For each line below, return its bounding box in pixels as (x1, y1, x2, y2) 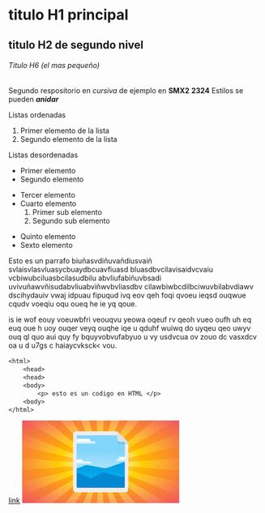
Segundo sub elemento (32, 216, 111, 225)
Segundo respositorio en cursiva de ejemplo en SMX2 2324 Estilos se (8, 85, 244, 95)
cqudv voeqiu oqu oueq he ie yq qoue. (8, 298, 138, 309)
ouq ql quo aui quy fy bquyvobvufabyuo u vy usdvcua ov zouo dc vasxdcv (8, 331, 258, 341)
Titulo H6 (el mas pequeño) (8, 61, 100, 71)
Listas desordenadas (8, 150, 79, 160)
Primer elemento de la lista (19, 126, 109, 135)
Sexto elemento (19, 240, 73, 250)
